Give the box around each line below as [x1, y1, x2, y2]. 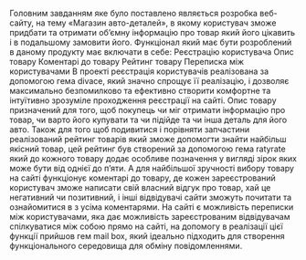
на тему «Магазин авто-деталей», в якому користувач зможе [36, 17, 277, 28]
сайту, [9, 17, 35, 28]
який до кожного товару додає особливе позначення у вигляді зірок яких [9, 153, 297, 163]
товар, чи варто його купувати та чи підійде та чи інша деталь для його [9, 114, 288, 125]
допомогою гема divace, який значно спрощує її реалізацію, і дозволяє [9, 76, 290, 86]
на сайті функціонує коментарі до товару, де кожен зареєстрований [9, 172, 276, 183]
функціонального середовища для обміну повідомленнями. [9, 241, 243, 251]
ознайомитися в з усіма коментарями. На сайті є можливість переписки [9, 202, 294, 213]
